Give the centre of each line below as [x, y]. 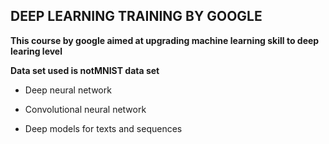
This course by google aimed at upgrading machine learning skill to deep [165, 40]
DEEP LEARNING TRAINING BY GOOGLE [136, 16]
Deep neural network [68, 90]
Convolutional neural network [85, 109]
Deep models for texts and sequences [103, 128]
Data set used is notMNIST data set [85, 70]
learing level [36, 51]
